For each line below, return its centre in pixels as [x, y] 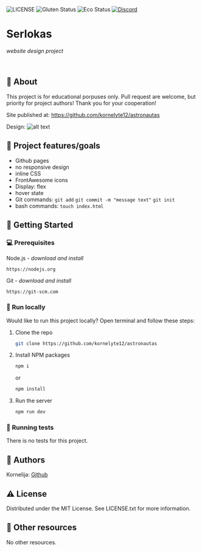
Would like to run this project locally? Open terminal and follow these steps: [101, 321]
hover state [29, 193]
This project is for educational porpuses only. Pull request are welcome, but [101, 96]
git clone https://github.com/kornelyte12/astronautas [86, 343]
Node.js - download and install [45, 258]
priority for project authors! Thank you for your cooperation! [82, 103]
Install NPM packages [42, 355]
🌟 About [22, 82]
